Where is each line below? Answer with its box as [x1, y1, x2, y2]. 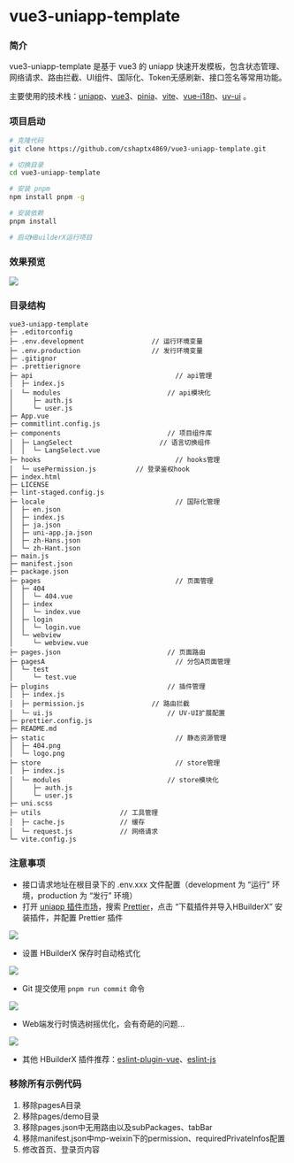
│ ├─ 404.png [9, 742, 62, 751]
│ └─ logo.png [9, 750, 65, 759]
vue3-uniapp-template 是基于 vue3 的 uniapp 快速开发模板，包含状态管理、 [9, 61, 284, 72]
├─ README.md [9, 724, 57, 734]
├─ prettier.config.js [9, 717, 93, 726]
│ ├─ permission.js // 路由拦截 [9, 699, 190, 709]
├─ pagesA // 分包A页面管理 [9, 658, 231, 666]
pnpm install [9, 217, 57, 226]
